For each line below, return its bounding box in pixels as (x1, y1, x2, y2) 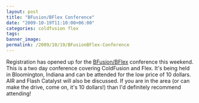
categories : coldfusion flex (6, 25, 79, 32)
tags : (6, 31, 20, 37)
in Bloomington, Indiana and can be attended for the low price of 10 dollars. (6, 71, 191, 78)
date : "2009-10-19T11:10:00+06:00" (6, 20, 95, 26)
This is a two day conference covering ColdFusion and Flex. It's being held (6, 64, 190, 71)
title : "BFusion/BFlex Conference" (6, 14, 95, 20)
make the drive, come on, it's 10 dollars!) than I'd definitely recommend (6, 83, 181, 90)
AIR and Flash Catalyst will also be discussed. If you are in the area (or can (6, 77, 190, 84)
